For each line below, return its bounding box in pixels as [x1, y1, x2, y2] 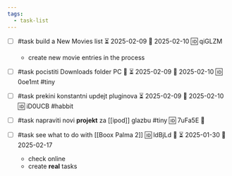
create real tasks [28, 162, 78, 170]
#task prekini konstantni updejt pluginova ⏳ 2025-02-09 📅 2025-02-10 [17, 91, 224, 100]
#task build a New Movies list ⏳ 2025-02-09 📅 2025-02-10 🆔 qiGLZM [17, 37, 223, 45]
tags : [7, 10, 23, 18]
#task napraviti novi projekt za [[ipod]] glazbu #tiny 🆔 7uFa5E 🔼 [17, 116, 205, 124]
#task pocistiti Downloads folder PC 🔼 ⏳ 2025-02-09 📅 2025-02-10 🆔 [17, 67, 223, 76]
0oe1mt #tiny [17, 77, 55, 86]
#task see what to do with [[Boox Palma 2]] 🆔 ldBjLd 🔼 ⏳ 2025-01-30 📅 [17, 130, 226, 139]
